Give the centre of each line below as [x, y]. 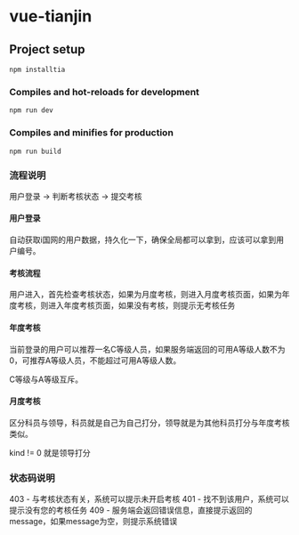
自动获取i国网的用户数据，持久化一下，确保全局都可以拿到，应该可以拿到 [143, 240]
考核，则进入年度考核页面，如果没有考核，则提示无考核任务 [126, 305]
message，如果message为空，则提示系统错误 [93, 521]
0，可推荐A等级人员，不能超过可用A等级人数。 [95, 360]
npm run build [36, 151]
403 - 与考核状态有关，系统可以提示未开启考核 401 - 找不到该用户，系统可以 [149, 499]
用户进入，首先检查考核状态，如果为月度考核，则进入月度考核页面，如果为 [145, 295]
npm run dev [31, 110]
